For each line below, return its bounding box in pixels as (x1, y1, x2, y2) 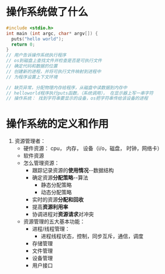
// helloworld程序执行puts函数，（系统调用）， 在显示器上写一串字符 (6, 90, 154, 96)
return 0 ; (11, 42, 35, 47)
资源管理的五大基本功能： (23, 218, 85, 225)
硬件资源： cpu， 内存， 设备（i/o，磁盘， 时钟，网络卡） (23, 145, 163, 152)
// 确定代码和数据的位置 (6, 63, 58, 69)
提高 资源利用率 (32, 203, 68, 211)
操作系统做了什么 (6, 5, 89, 19)
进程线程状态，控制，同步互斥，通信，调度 (40, 232, 144, 240)
